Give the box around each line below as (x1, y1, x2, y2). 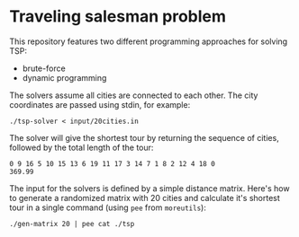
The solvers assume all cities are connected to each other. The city (9, 90, 258, 101)
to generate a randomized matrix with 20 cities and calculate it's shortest (9, 192, 281, 203)
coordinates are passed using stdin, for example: (9, 99, 191, 110)
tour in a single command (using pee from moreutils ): (9, 202, 207, 213)
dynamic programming (22, 72, 107, 83)
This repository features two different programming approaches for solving (9, 36, 288, 47)
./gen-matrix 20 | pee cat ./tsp (9, 219, 135, 228)
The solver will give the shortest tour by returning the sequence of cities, (9, 132, 279, 143)
